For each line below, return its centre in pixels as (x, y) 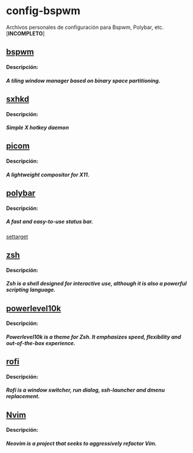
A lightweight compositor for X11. (48, 175)
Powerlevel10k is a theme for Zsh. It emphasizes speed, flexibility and (94, 337)
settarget (17, 237)
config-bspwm (43, 11)
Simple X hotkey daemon (37, 127)
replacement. (23, 396)
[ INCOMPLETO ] (26, 33)
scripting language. (31, 290)
